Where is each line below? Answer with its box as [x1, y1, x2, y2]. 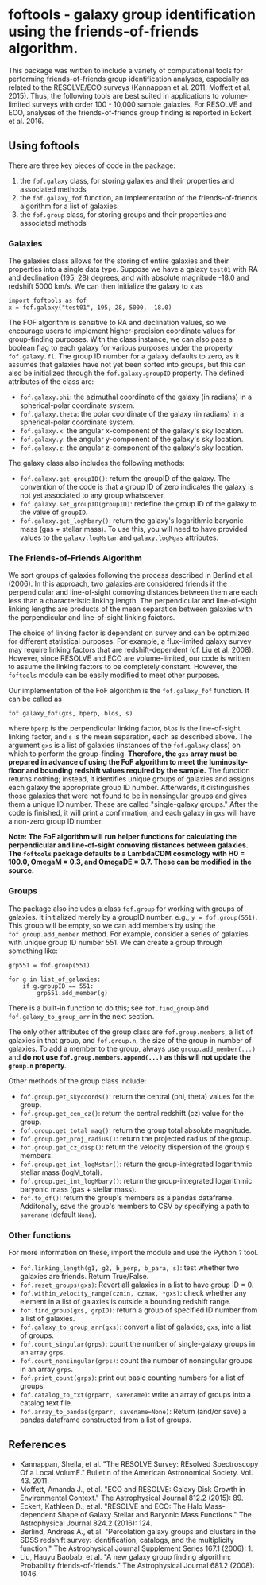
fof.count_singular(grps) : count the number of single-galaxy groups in [19, 1339, 256, 1348]
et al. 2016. [8, 116, 44, 126]
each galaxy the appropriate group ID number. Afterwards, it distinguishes [8, 783, 250, 792]
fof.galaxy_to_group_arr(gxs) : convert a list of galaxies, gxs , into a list [19, 1322, 252, 1331]
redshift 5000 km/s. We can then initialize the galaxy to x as [8, 281, 204, 291]
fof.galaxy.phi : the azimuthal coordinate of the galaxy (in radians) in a [19, 392, 253, 402]
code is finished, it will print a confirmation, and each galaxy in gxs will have [8, 808, 256, 818]
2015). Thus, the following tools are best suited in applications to [8, 91, 220, 100]
